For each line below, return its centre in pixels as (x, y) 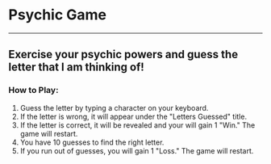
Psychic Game (58, 15)
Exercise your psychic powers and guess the (123, 55)
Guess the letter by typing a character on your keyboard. (114, 107)
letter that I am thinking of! (77, 67)
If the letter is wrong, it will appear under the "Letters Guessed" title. (133, 116)
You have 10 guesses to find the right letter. (92, 142)
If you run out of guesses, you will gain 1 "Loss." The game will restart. (137, 150)
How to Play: (33, 90)
